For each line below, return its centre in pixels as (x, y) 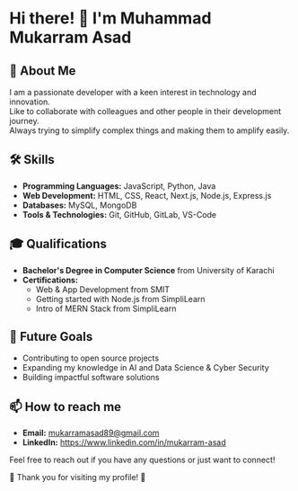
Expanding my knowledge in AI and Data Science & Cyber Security (145, 368)
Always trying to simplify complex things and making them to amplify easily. (149, 130)
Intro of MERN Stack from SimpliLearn (106, 308)
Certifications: (50, 280)
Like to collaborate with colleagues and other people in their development (145, 111)
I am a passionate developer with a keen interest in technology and (133, 92)
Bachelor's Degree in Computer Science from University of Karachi (149, 270)
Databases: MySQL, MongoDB (79, 205)
